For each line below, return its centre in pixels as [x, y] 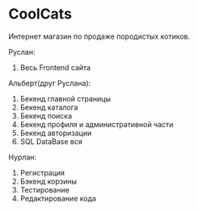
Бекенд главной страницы [65, 98]
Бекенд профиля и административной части [97, 124]
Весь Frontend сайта [55, 67]
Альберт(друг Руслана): [50, 83]
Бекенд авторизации [56, 133]
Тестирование [45, 189]
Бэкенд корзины [48, 181]
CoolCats [40, 14]
